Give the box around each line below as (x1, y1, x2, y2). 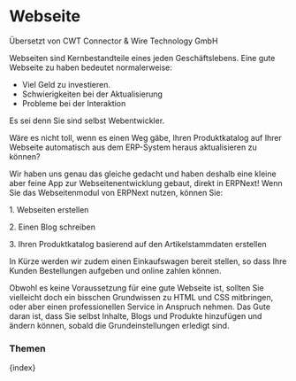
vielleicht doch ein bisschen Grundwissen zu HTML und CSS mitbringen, (9, 292, 274, 302)
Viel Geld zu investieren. (21, 79, 111, 89)
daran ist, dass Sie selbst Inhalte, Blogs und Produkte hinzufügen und (9, 310, 262, 321)
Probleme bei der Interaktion (21, 97, 126, 108)
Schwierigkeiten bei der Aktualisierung (21, 89, 163, 99)
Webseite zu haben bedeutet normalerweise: (9, 62, 172, 73)
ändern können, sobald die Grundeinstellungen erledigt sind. (9, 320, 230, 330)
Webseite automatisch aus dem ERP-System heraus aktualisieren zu (9, 142, 258, 152)
